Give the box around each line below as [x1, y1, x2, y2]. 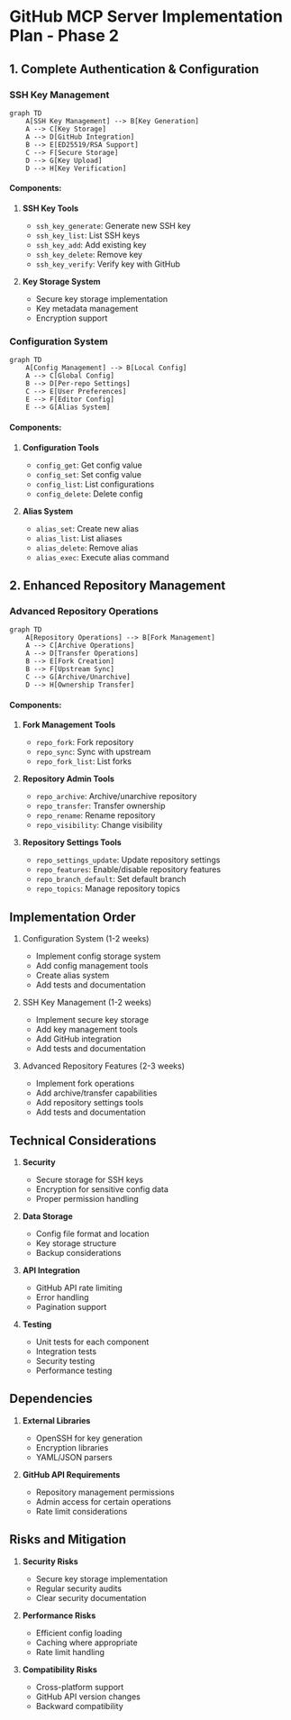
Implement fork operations [35, 1078, 135, 1089]
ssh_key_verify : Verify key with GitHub [35, 259, 181, 269]
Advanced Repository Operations [9, 605, 159, 617]
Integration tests [35, 1346, 97, 1357]
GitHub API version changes [35, 1691, 141, 1702]
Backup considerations [35, 1248, 122, 1259]
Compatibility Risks [22, 1664, 97, 1675]
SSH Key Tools [22, 203, 79, 214]
